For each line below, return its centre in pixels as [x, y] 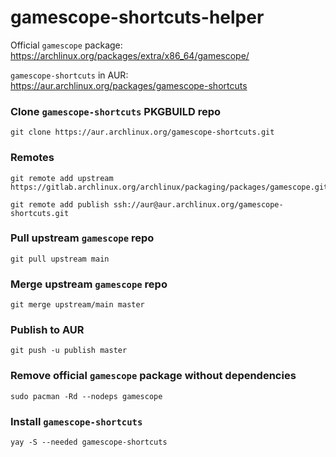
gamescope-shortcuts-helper [137, 17]
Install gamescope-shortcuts [76, 421]
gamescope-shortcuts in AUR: [69, 75]
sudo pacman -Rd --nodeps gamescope [86, 396]
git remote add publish [60, 204]
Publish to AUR [47, 330]
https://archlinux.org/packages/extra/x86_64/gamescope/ [130, 55]
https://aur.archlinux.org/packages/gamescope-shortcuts [129, 85]
